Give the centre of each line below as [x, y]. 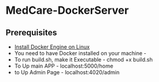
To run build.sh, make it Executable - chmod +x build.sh [83, 60]
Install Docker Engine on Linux [52, 47]
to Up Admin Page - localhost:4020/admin [67, 72]
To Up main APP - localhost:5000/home [64, 66]
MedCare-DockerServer [67, 10]
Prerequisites [31, 33]
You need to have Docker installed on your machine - [80, 53]
